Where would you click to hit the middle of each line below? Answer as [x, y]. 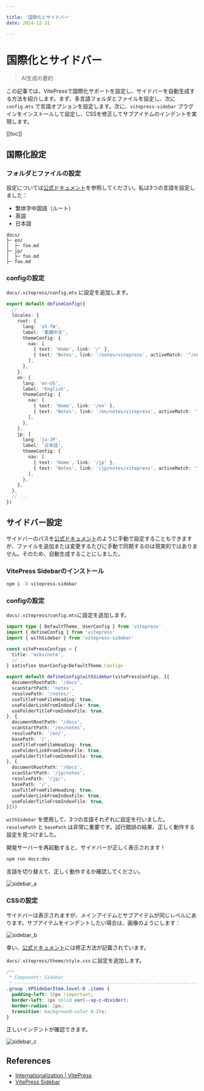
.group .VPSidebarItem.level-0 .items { [58, 989]
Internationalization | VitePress [53, 1076]
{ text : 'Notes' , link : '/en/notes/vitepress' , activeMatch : [112, 412]
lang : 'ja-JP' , [42, 440]
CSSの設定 [22, 900]
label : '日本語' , [43, 446]
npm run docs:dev [28, 859]
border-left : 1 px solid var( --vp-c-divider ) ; [70, 1000]
